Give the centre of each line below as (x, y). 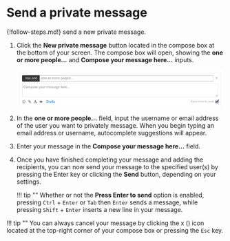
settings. (29, 182)
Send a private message (77, 13)
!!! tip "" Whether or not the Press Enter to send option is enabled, (110, 195)
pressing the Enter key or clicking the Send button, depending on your (116, 174)
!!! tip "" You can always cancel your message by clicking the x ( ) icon (105, 223)
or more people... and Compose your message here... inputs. (105, 59)
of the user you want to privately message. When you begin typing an (115, 125)
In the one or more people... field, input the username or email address (117, 118)
